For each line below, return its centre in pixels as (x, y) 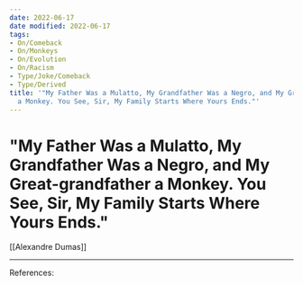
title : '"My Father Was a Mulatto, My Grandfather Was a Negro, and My (147, 93)
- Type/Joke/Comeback (50, 76)
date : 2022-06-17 (42, 18)
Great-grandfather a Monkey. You (138, 184)
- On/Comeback (36, 43)
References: (32, 273)
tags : (19, 34)
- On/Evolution (38, 59)
